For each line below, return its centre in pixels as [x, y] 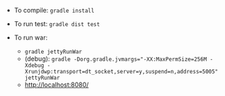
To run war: [31, 37]
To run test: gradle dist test [57, 24]
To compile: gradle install [54, 10]
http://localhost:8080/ [57, 85]
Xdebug [34, 66]
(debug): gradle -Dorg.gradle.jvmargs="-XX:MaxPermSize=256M [116, 59]
